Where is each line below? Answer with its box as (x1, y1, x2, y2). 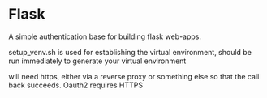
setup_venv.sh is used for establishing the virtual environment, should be (8, 47, 252, 57)
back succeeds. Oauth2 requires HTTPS (8, 80, 144, 90)
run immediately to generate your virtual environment (8, 56, 187, 66)
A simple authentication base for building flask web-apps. (8, 32, 201, 41)
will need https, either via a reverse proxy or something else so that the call (8, 71, 260, 81)
